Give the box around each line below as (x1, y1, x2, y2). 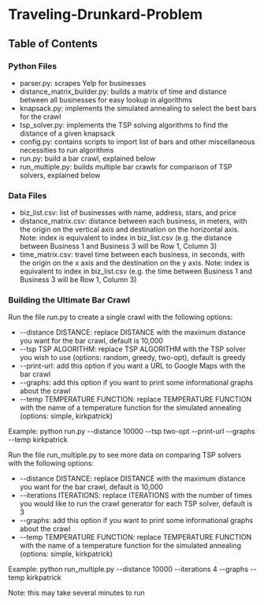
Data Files (8, 190, 47, 201)
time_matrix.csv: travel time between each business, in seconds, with (19, 250, 246, 259)
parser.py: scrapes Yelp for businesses (19, 78, 147, 87)
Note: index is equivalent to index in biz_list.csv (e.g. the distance (19, 233, 232, 243)
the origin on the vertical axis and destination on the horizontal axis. (19, 225, 240, 234)
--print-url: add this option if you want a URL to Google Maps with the (19, 361, 246, 371)
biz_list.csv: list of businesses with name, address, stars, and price (19, 208, 236, 217)
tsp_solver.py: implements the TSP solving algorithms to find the (19, 120, 229, 129)
